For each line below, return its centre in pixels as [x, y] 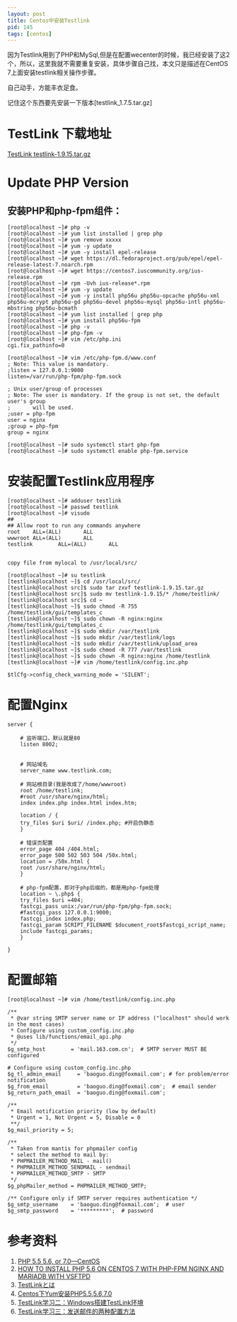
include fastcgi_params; [57, 932]
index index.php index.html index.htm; [79, 803]
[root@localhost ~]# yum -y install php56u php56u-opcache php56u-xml [114, 296]
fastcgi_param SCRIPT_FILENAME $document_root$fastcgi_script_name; [123, 925]
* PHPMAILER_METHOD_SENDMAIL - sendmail [71, 1167]
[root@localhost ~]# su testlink [57, 576]
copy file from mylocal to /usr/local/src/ [73, 563]
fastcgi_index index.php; [58, 919]
